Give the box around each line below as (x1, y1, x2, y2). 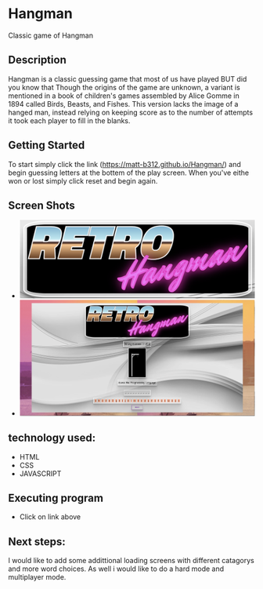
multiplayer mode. (8, 573, 67, 582)
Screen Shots (8, 198, 76, 212)
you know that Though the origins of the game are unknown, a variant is (8, 82, 240, 92)
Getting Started (8, 139, 85, 152)
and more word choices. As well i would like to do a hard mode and (8, 564, 225, 573)
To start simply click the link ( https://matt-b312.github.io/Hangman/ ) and (8, 159, 241, 169)
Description (8, 53, 67, 67)
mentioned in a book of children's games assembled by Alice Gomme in (8, 91, 240, 100)
